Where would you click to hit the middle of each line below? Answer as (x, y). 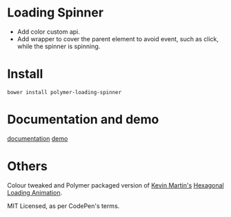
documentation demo (38, 138)
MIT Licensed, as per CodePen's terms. (63, 206)
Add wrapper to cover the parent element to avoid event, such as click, (118, 38)
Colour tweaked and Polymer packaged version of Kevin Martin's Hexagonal (115, 185)
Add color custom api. (49, 32)
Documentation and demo (83, 120)
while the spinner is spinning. (59, 46)
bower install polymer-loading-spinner (64, 92)
